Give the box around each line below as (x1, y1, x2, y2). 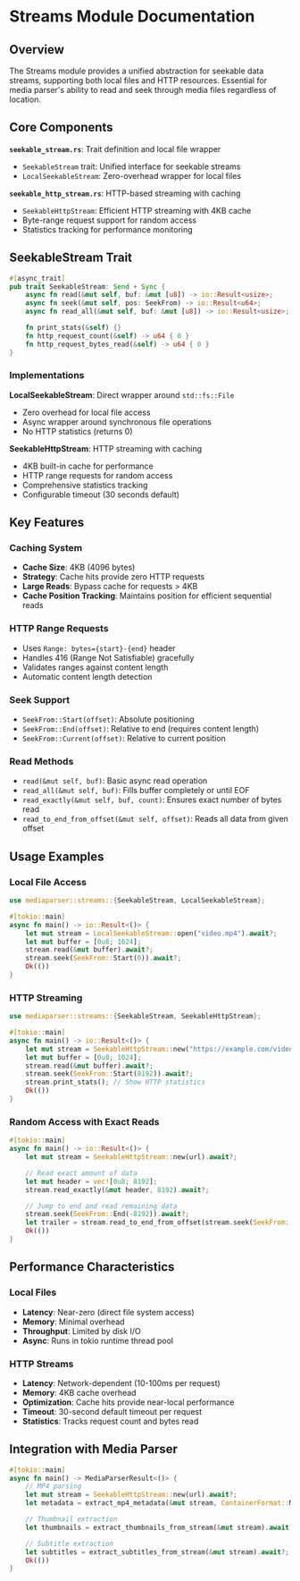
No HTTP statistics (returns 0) (21, 426, 133, 436)
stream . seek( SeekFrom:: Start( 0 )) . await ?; (25, 954, 181, 963)
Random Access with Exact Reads (9, 1115, 160, 1128)
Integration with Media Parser (9, 1441, 179, 1457)
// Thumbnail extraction (25, 1515, 118, 1524)
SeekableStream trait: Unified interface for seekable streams (21, 161, 241, 172)
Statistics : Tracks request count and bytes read (21, 1416, 199, 1426)
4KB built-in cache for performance (21, 461, 154, 471)
